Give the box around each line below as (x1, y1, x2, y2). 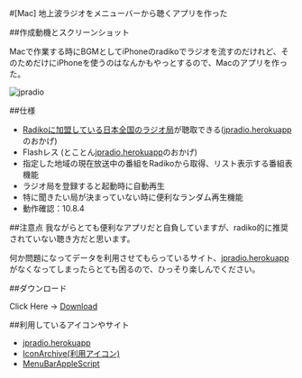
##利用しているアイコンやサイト (9, 319, 130, 330)
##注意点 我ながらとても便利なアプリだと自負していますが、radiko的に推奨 (9, 222, 288, 232)
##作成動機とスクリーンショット (9, 27, 131, 38)
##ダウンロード (9, 283, 68, 293)
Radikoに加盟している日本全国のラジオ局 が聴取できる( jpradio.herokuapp (22, 124, 292, 135)
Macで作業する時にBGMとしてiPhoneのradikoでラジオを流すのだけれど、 (9, 46, 281, 57)
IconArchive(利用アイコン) (22, 348, 120, 358)
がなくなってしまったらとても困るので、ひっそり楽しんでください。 (9, 264, 261, 274)
